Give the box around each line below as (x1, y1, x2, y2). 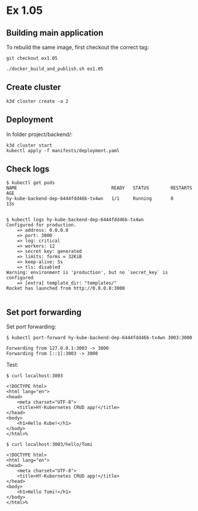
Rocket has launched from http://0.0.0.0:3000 (6, 285, 125, 291)
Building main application (6, 28, 104, 38)
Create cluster (6, 82, 61, 92)
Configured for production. (6, 222, 77, 228)
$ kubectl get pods (6, 180, 55, 186)
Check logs (6, 164, 50, 174)
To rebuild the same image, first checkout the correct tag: (6, 43, 149, 51)
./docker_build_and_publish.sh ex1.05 (6, 66, 104, 72)
